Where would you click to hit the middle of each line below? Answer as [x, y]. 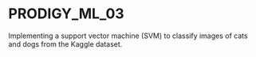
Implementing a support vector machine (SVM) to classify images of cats [128, 36]
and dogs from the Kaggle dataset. [65, 44]
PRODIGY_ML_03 [67, 14]
